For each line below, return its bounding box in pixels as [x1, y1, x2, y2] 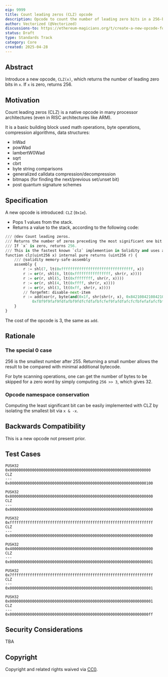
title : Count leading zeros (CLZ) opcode [5, 12, 93, 17]
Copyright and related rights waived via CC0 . [5, 667, 98, 673]
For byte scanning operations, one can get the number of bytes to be [5, 373, 147, 379]
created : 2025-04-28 [5, 44, 48, 49]
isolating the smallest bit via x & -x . [5, 408, 78, 414]
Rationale [5, 332, 35, 340]
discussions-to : [5, 26, 39, 31]
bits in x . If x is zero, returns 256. [5, 81, 72, 87]
